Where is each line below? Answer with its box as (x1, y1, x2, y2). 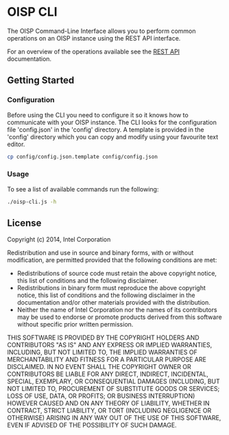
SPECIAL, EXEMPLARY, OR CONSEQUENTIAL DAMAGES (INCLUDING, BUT (7, 377, 221, 386)
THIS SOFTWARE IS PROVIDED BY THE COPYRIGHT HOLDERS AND (7, 333, 200, 342)
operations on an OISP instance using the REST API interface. (7, 34, 181, 42)
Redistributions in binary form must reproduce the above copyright (16, 284, 206, 292)
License (7, 217, 42, 229)
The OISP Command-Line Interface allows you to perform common (7, 27, 196, 35)
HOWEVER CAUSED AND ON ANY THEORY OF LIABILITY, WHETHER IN (7, 399, 210, 408)
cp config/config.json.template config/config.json (7, 153, 158, 160)
